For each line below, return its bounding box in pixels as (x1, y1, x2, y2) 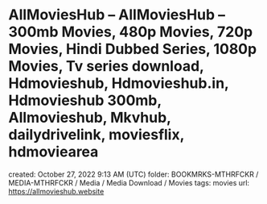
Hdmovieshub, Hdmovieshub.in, (8, 74, 229, 93)
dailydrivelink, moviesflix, (8, 126, 185, 144)
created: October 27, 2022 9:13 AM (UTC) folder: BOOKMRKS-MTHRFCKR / (8, 169, 259, 179)
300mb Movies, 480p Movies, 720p (8, 23, 253, 41)
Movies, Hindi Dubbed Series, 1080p (8, 40, 257, 58)
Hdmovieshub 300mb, (8, 91, 162, 110)
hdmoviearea (8, 143, 99, 161)
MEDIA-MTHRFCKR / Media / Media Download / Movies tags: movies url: (8, 177, 250, 187)
